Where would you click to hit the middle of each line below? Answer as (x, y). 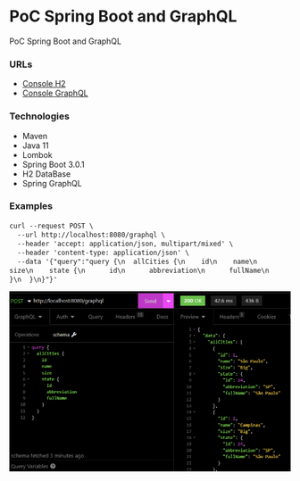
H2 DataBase (46, 174)
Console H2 (44, 84)
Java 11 (35, 145)
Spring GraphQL (52, 183)
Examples (31, 206)
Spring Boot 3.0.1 (53, 164)
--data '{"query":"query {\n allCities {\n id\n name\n (137, 261)
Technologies (39, 116)
